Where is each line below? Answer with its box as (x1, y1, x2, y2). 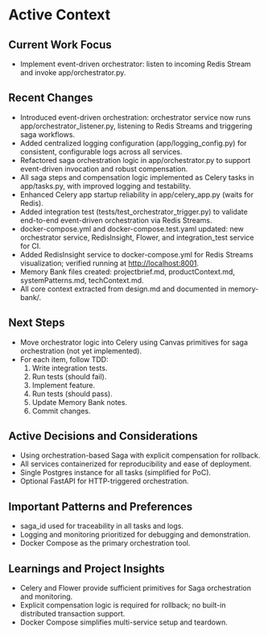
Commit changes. (31, 406, 91, 416)
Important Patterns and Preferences (8, 499, 193, 513)
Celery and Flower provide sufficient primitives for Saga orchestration (19, 583, 252, 593)
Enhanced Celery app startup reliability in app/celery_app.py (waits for (19, 190, 254, 199)
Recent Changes (8, 91, 94, 105)
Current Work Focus (8, 38, 113, 52)
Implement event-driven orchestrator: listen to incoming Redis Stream (19, 59, 251, 69)
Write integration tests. (31, 363, 108, 373)
